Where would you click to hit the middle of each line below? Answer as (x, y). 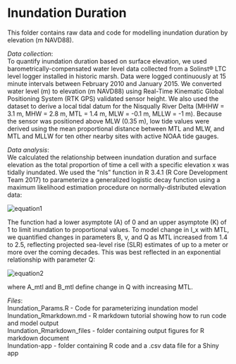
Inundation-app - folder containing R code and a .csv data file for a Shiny (113, 345)
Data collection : (30, 54)
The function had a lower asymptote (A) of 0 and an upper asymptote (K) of (117, 222)
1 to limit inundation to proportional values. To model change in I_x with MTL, (118, 229)
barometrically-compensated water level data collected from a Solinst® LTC (117, 68)
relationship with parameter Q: (51, 260)
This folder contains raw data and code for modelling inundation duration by (118, 32)
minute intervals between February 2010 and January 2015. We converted (114, 83)
